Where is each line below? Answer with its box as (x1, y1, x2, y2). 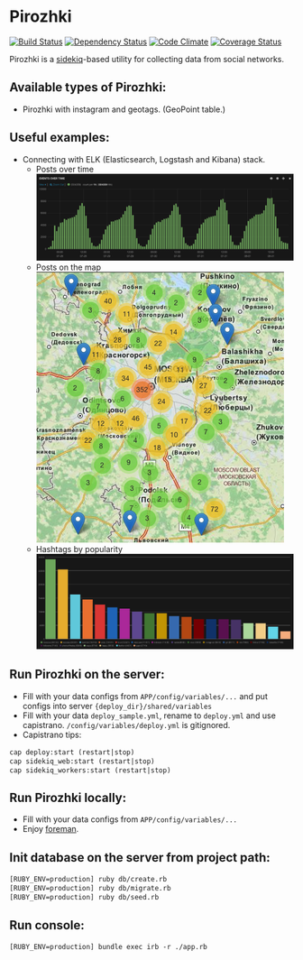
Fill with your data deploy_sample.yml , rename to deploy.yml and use (22, 710, 277, 721)
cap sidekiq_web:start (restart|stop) (9, 756, 155, 766)
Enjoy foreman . (22, 824, 79, 835)
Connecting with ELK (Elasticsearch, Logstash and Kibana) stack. (22, 153, 266, 164)
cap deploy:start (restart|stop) (9, 747, 135, 757)
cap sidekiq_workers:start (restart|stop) (9, 765, 171, 775)
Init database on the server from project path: (9, 850, 271, 865)
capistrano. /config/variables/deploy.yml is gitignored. (22, 719, 231, 730)
